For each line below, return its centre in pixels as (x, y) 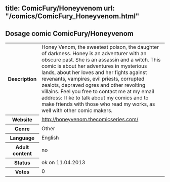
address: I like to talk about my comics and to (95, 98)
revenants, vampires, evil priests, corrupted (93, 79)
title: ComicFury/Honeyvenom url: (60, 8)
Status (22, 163)
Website (22, 120)
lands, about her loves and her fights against (94, 72)
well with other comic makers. (77, 111)
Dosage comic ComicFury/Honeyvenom (70, 33)
